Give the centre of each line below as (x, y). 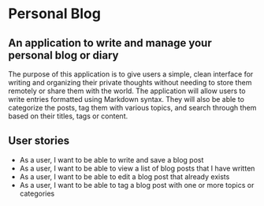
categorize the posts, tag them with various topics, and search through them (132, 108)
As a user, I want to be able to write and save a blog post (112, 159)
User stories (39, 141)
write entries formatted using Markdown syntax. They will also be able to (126, 99)
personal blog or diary (63, 55)
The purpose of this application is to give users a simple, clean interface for (131, 74)
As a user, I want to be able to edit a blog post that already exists (125, 176)
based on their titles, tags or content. (68, 116)
